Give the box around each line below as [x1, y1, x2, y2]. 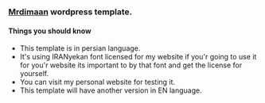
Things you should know [8, 26, 92, 36]
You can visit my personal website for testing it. [19, 78, 176, 87]
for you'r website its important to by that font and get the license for [19, 60, 243, 70]
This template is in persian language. [19, 44, 141, 53]
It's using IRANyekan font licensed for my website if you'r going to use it [19, 52, 257, 62]
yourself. [19, 69, 49, 78]
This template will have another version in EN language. [19, 86, 202, 95]
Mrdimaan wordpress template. [8, 6, 133, 17]
